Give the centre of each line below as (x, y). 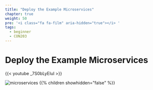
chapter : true (19, 14)
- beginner (20, 32)
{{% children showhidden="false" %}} (77, 83)
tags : (10, 27)
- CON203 (18, 37)
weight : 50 (16, 18)
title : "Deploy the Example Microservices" (50, 9)
